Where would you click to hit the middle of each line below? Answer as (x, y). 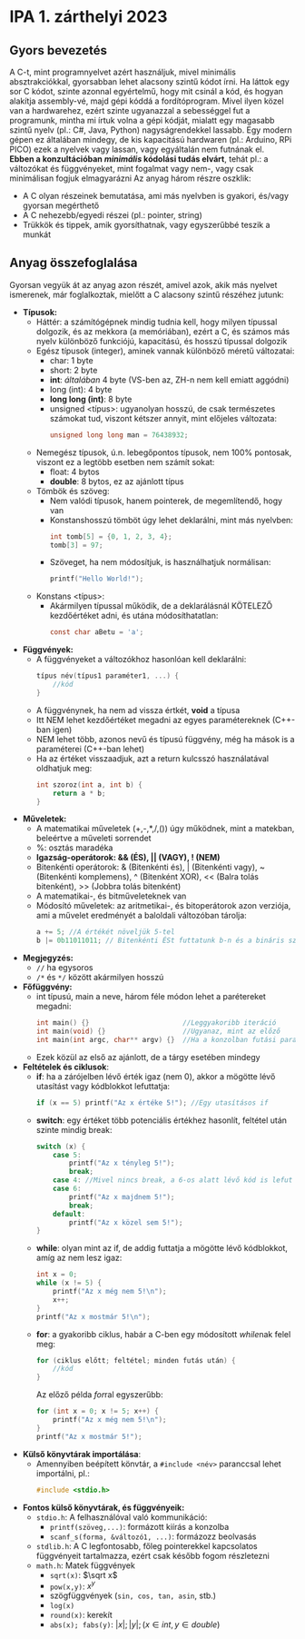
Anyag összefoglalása (74, 263)
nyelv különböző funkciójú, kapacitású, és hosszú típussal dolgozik (162, 341)
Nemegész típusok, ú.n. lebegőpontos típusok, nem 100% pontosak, (164, 452)
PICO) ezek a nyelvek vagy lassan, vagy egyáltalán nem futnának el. (137, 149)
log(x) (62, 1606)
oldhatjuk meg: (64, 768)
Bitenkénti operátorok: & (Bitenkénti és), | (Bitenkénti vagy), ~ (151, 867)
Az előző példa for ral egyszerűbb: (99, 1395)
